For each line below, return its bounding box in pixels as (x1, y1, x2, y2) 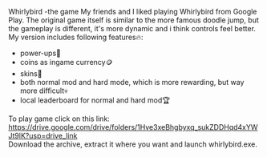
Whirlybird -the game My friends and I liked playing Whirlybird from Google (8, 7, 257, 16)
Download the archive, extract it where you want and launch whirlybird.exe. (8, 139, 258, 149)
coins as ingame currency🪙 (19, 58, 113, 66)
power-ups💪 (19, 48, 62, 58)
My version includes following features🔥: (8, 32, 144, 42)
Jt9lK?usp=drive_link (8, 131, 78, 140)
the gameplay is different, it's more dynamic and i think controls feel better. (8, 24, 257, 33)
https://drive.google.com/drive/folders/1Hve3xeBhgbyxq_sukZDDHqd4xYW (8, 123, 258, 131)
